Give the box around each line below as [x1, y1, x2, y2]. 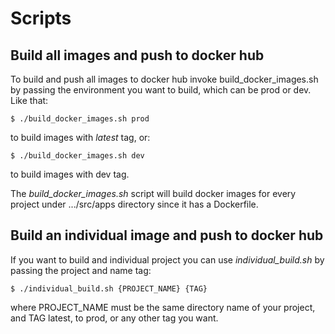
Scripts [10, 7, 72, 30]
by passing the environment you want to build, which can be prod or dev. [10, 84, 312, 96]
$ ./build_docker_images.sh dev [10, 151, 145, 161]
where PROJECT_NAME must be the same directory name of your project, [10, 301, 316, 313]
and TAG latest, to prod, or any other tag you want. [10, 312, 219, 324]
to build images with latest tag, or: [10, 132, 151, 143]
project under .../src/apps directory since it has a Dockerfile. [10, 198, 259, 210]
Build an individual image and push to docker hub [10, 227, 324, 244]
